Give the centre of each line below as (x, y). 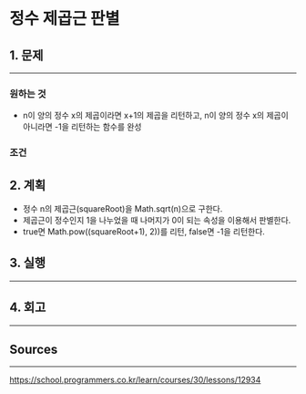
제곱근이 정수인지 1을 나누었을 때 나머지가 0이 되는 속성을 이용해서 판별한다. (157, 221)
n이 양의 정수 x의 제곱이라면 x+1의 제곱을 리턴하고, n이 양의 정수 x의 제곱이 (155, 116)
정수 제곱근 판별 (65, 19)
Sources (34, 350)
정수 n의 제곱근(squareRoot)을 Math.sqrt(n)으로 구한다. (122, 209)
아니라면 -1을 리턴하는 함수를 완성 (82, 127)
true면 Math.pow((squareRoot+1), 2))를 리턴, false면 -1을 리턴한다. (144, 232)
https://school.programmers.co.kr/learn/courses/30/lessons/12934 (135, 380)
